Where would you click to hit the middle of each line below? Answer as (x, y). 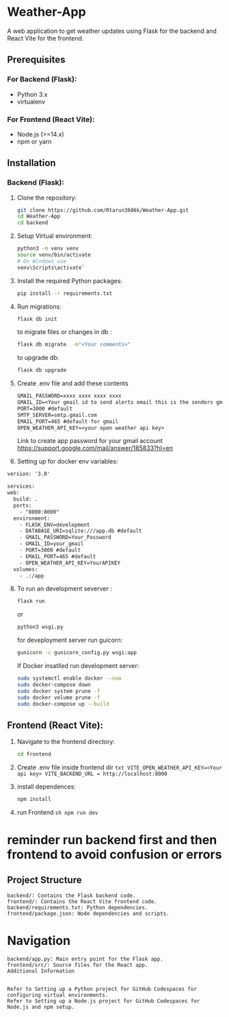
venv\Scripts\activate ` (51, 267)
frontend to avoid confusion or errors (114, 855)
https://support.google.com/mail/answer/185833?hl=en (95, 448)
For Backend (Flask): (42, 80)
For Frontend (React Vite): (51, 119)
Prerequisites (36, 60)
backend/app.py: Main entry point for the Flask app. (85, 959)
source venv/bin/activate (54, 255)
